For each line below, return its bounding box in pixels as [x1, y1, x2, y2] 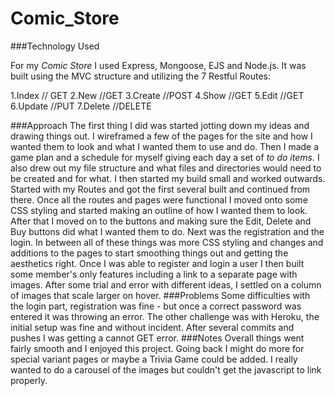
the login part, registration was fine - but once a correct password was [10, 300, 302, 312]
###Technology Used [10, 40, 100, 52]
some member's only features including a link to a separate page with [10, 268, 298, 280]
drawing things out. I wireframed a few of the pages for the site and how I [10, 130, 313, 142]
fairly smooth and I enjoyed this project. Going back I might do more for [10, 342, 305, 354]
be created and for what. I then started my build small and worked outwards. [10, 172, 326, 184]
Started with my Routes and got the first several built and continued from [10, 183, 311, 195]
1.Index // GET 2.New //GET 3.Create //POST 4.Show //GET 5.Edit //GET [10, 89, 305, 101]
